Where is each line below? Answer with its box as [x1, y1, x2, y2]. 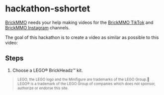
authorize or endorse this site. [17, 86, 69, 91]
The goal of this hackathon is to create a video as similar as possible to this [5, 34, 159, 40]
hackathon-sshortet [5, 3, 90, 14]
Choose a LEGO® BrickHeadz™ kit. [12, 67, 83, 73]
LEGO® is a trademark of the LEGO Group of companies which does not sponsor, [17, 81, 156, 86]
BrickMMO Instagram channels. [5, 24, 70, 30]
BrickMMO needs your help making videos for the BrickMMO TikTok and [5, 19, 154, 25]
